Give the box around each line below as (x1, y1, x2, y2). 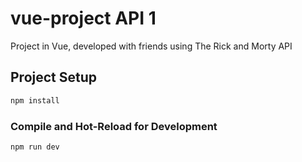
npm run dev (10, 142, 60, 152)
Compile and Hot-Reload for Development (10, 119, 218, 133)
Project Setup (10, 69, 98, 86)
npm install (10, 95, 60, 106)
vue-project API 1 (10, 7, 157, 30)
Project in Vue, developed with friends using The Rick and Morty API (10, 40, 293, 52)
